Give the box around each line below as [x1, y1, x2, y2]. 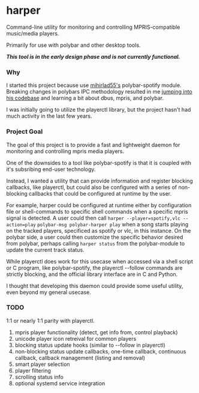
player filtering [14, 367, 51, 374]
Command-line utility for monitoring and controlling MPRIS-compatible [6, 23, 180, 31]
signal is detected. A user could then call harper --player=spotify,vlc [6, 214, 181, 221]
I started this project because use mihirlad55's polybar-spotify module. [6, 82, 182, 89]
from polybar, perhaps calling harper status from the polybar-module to [6, 239, 185, 247]
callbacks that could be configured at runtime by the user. [29, 190, 172, 197]
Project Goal [6, 127, 43, 136]
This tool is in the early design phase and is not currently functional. [6, 53, 180, 60]
